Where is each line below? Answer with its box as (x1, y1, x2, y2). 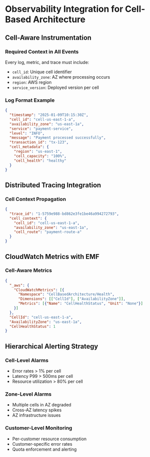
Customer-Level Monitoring (5, 425, 72, 431)
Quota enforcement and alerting (12, 446, 77, 452)
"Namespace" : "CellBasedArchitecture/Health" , (18, 292, 115, 297)
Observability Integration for (5, 3, 124, 15)
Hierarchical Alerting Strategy (5, 342, 99, 350)
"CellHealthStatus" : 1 (9, 324, 56, 329)
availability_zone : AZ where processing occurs (12, 74, 110, 80)
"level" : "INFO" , (9, 131, 45, 136)
